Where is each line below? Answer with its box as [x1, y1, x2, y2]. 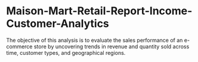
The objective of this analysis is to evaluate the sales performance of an [6, 36, 183, 44]
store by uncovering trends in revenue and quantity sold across [33, 43, 190, 50]
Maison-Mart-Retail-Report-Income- [6, 4, 193, 18]
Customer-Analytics [6, 17, 109, 30]
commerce [6, 43, 33, 50]
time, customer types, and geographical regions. [6, 49, 126, 56]
